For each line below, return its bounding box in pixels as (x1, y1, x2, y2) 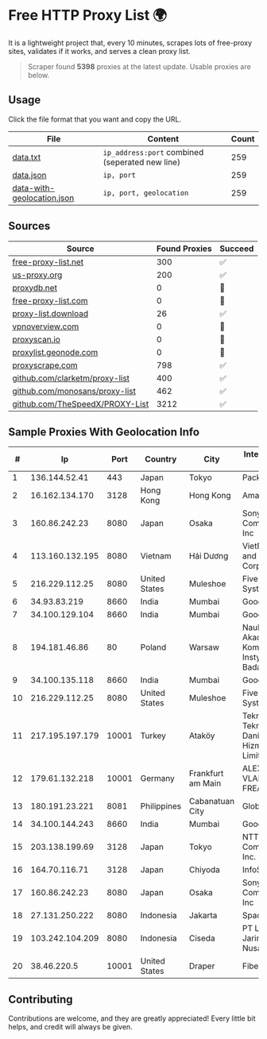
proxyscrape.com (12, 359, 78, 370)
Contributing (8, 992, 73, 1006)
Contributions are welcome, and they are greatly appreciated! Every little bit (8, 1014, 256, 1023)
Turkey (140, 730, 167, 741)
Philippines (140, 801, 182, 812)
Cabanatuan (189, 796, 235, 807)
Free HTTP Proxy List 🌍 (8, 6, 168, 25)
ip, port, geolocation (103, 188, 189, 197)
